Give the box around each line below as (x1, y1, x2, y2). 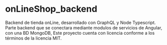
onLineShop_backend (5, 3, 98, 15)
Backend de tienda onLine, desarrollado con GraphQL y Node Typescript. (5, 20, 156, 25)
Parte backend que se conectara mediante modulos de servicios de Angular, (5, 24, 163, 30)
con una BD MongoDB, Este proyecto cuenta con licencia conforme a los (5, 30, 155, 36)
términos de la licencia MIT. (5, 35, 62, 41)
